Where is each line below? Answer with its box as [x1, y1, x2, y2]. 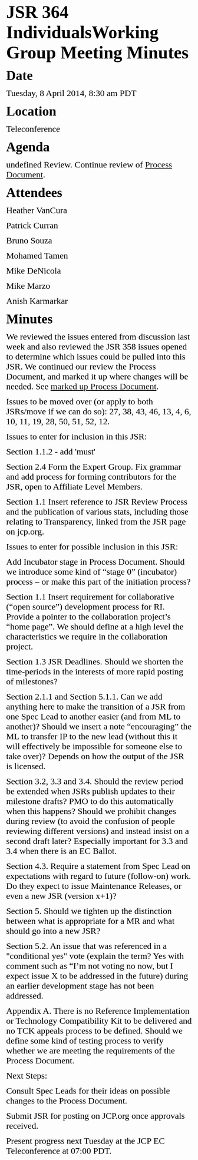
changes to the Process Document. [6, 1096, 128, 1106]
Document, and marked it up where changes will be [6, 371, 189, 381]
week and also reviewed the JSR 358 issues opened [6, 341, 187, 352]
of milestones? [6, 677, 58, 687]
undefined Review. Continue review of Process [6, 160, 173, 170]
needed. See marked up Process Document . [6, 381, 159, 391]
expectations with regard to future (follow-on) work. [6, 871, 192, 881]
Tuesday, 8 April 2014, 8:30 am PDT [6, 88, 137, 98]
